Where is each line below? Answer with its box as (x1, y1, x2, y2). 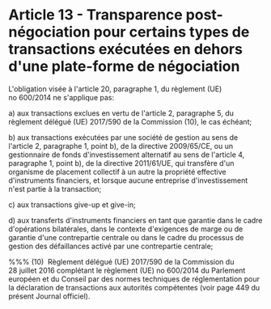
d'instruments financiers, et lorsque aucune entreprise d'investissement (8, 176, 248, 185)
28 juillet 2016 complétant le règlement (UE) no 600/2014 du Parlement (8, 265, 246, 275)
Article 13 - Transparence (8, 6, 184, 24)
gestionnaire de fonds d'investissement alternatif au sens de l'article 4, (8, 150, 245, 159)
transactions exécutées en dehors (8, 40, 243, 58)
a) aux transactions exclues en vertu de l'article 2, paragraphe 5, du (8, 108, 235, 118)
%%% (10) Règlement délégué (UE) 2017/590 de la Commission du (8, 256, 235, 266)
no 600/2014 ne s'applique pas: (8, 92, 115, 102)
